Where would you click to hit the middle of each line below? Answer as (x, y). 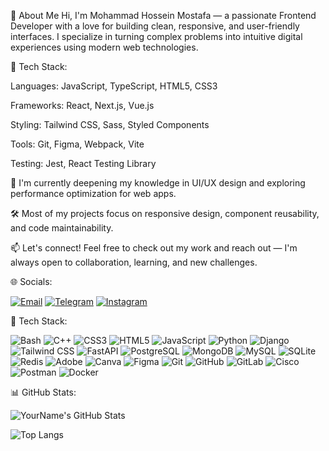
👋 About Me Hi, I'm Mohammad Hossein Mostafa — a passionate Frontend (163, 15)
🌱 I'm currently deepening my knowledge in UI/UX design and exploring (158, 183)
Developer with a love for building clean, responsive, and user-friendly (155, 26)
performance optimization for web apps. (93, 193)
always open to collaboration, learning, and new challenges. (134, 262)
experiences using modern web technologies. (104, 47)
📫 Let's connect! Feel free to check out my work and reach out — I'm (154, 248)
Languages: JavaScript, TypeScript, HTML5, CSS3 (114, 86)
